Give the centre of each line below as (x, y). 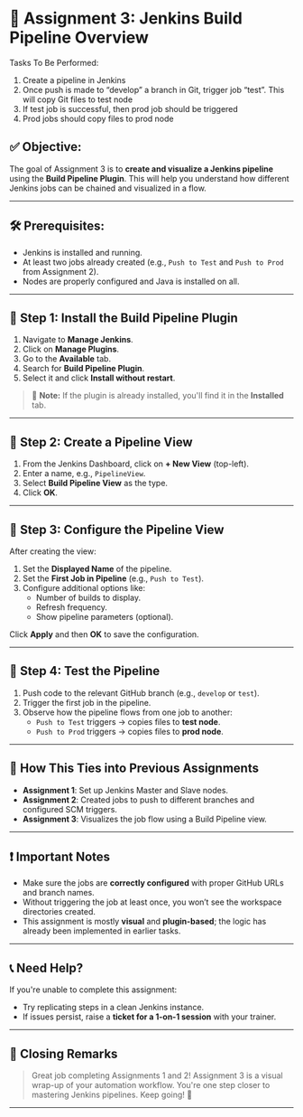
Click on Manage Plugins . (71, 349)
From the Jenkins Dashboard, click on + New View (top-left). (136, 464)
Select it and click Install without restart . (99, 378)
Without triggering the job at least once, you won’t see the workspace (152, 902)
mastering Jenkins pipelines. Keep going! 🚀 (111, 1095)
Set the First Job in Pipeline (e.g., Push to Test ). (113, 578)
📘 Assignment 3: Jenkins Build (126, 19)
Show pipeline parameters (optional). (105, 617)
